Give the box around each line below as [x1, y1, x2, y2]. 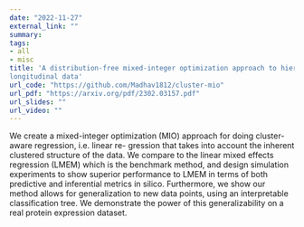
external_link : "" [9, 22, 79, 31]
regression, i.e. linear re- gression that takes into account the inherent [34, 140, 295, 151]
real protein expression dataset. [9, 207, 128, 218]
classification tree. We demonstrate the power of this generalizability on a [9, 198, 284, 209]
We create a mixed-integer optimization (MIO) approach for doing [9, 130, 254, 141]
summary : [9, 30, 43, 39]
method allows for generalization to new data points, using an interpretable [9, 188, 290, 199]
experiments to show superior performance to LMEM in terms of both [9, 169, 269, 180]
